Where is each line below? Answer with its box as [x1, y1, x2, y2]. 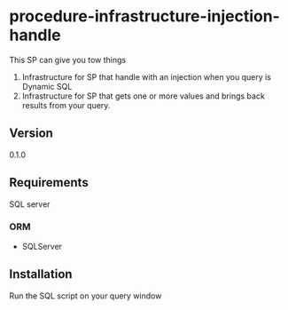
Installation [9, 266, 73, 282]
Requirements [9, 175, 89, 190]
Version [9, 126, 53, 141]
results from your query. [21, 99, 111, 110]
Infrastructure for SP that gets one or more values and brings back [21, 91, 266, 101]
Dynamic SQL [21, 81, 73, 91]
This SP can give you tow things [9, 54, 127, 65]
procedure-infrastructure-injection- [9, 6, 281, 27]
